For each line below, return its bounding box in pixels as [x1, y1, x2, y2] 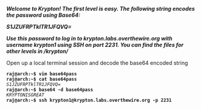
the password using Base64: [6, 11, 81, 19]
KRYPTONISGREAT [6, 92, 45, 98]
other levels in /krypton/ [6, 48, 68, 55]
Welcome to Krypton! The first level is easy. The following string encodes [6, 5, 195, 12]
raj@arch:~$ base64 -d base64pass [6, 87, 94, 93]
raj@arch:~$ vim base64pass [6, 71, 77, 77]
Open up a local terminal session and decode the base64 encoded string [6, 60, 188, 66]
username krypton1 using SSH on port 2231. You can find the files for [6, 42, 184, 48]
